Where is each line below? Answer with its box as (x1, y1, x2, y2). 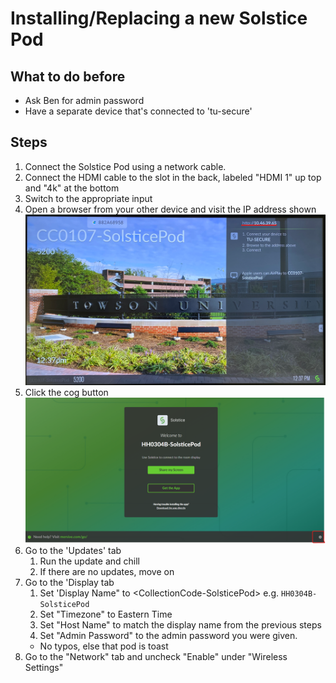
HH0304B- (280, 589, 318, 599)
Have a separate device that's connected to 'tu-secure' (24, 105, 253, 117)
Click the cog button (24, 386, 109, 398)
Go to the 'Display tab (24, 577, 115, 589)
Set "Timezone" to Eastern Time (39, 608, 173, 621)
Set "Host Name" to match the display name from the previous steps (39, 619, 322, 631)
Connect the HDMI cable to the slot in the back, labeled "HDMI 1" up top (24, 171, 322, 183)
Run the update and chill (39, 555, 140, 567)
